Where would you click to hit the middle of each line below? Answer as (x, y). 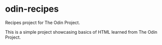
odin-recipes (32, 9)
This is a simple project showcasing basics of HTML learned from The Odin (81, 32)
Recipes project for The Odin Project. (42, 22)
